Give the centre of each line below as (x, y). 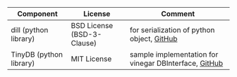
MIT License (91, 59)
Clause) (84, 43)
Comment (178, 14)
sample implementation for (174, 54)
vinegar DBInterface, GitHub (176, 63)
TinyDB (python (37, 54)
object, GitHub (153, 39)
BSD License (92, 26)
